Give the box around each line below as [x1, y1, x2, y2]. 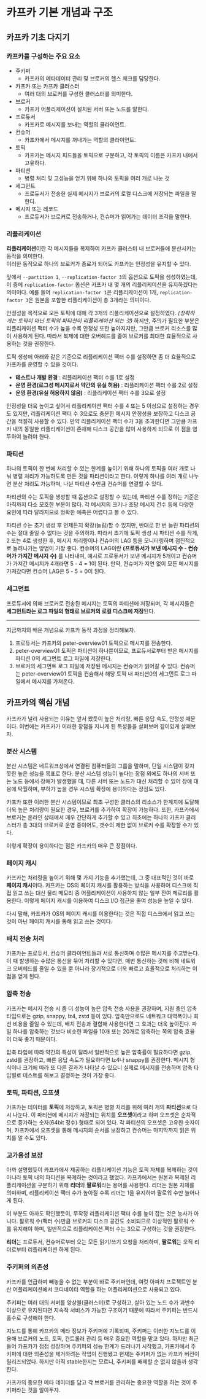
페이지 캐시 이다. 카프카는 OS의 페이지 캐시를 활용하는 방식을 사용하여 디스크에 [6, 882, 192, 889]
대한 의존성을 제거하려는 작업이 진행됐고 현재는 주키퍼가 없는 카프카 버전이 [22, 1350, 200, 1357]
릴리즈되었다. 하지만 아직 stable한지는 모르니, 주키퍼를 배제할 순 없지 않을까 [6, 1358, 187, 1365]
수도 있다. [24, 1134, 48, 1142]
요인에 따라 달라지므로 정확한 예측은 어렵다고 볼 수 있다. [6, 509, 139, 516]
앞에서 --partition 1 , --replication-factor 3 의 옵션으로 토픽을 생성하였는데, [6, 273, 197, 281]
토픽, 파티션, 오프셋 [6, 1088, 60, 1097]
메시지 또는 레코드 [15, 205, 58, 212]
